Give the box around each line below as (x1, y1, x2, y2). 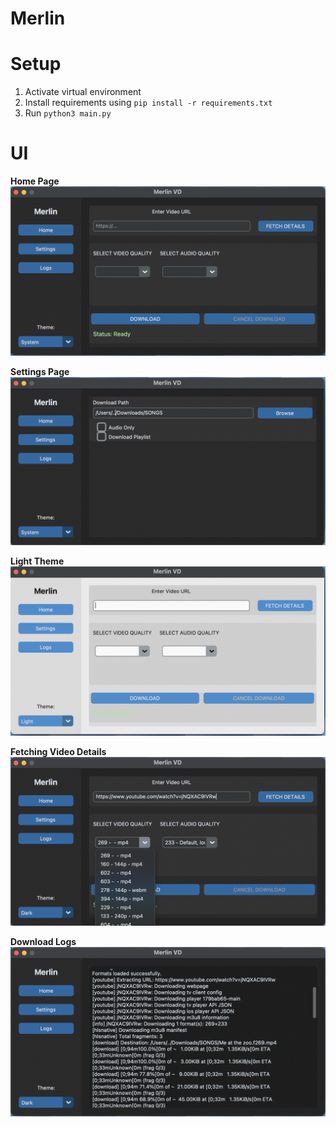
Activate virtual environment (24, 86, 142, 98)
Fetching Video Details (10, 746, 107, 758)
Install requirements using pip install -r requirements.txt (24, 97, 273, 109)
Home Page (10, 175, 60, 187)
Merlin (10, 7, 66, 30)
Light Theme (10, 555, 65, 567)
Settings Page (10, 365, 70, 377)
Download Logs (10, 935, 77, 947)
